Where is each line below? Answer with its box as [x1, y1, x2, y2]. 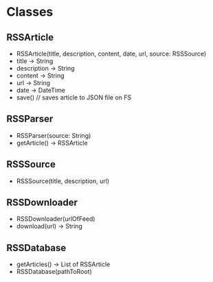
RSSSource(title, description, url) [16, 176, 110, 185]
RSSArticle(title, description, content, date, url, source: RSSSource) [16, 49, 207, 58]
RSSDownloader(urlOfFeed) [16, 215, 96, 223]
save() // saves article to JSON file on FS [16, 93, 132, 102]
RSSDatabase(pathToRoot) [16, 268, 92, 276]
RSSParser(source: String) [16, 131, 91, 139]
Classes [6, 4, 54, 20]
